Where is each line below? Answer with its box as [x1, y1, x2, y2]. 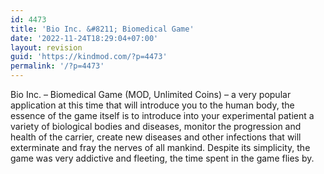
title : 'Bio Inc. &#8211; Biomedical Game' [10, 24, 195, 34]
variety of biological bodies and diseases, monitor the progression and [10, 121, 302, 132]
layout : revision [10, 42, 83, 53]
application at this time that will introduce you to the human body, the [10, 99, 295, 111]
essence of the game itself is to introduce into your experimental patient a [10, 110, 315, 121]
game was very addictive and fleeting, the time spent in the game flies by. [10, 152, 315, 164]
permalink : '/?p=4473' [10, 61, 105, 71]
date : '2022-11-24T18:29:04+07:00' [10, 33, 159, 43]
